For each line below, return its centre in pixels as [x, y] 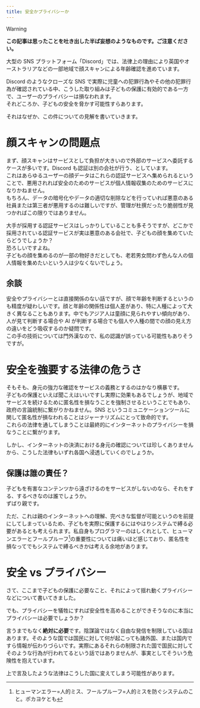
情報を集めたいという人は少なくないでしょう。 [68, 263]
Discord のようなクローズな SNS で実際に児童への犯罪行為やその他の [91, 81]
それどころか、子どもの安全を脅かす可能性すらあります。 [76, 104]
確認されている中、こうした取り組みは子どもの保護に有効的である [97, 89]
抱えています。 [40, 660]
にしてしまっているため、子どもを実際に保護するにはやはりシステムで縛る [97, 524]
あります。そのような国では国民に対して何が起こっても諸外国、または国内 [97, 638]
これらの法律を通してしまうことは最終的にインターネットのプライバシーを [97, 425]
